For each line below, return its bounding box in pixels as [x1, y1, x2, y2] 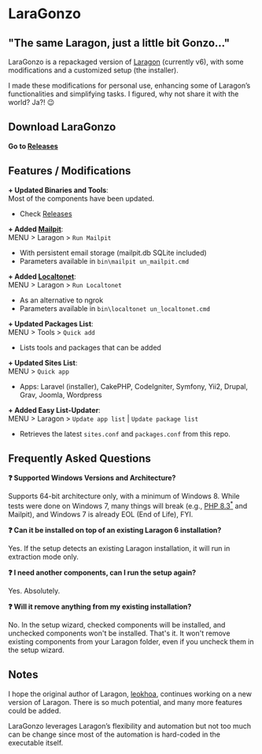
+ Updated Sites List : [8, 358, 78, 367]
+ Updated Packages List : [8, 319, 94, 328]
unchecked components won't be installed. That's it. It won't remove [8, 628, 231, 638]
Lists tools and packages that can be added [19, 343, 161, 352]
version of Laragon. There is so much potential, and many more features [8, 697, 242, 707]
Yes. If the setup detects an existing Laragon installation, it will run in [8, 544, 231, 553]
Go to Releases [8, 141, 59, 151]
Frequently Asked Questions [8, 452, 152, 466]
